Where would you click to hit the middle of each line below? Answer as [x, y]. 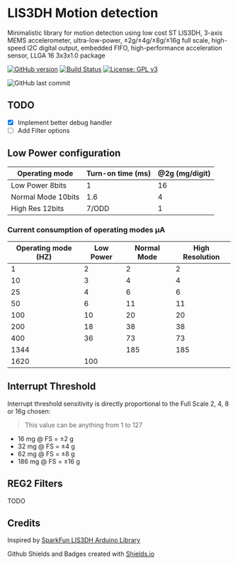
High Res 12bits [38, 208]
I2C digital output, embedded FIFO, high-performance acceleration [125, 48]
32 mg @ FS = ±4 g [46, 446]
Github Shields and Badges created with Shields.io [81, 554]
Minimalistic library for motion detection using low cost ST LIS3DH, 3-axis [115, 33]
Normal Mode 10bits [45, 197]
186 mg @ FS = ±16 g [49, 461]
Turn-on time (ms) [118, 173]
